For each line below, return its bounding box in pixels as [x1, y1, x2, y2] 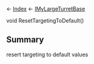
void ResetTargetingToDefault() [6, 17, 84, 24]
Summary [6, 35, 44, 45]
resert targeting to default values [6, 51, 89, 58]
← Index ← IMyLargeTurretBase [6, 5, 86, 12]
